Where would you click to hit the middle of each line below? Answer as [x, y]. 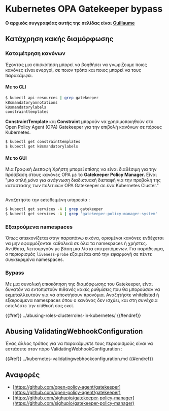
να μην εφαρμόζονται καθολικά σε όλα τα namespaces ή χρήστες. [76, 243]
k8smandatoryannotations [31, 102]
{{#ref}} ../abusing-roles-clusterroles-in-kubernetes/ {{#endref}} [73, 315]
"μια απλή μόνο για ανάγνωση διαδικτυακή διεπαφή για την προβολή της [83, 180]
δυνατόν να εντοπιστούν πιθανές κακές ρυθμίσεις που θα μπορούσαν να [83, 289]
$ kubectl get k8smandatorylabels [42, 146]
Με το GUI [16, 158]
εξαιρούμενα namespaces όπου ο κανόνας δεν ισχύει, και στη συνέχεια [81, 300]
